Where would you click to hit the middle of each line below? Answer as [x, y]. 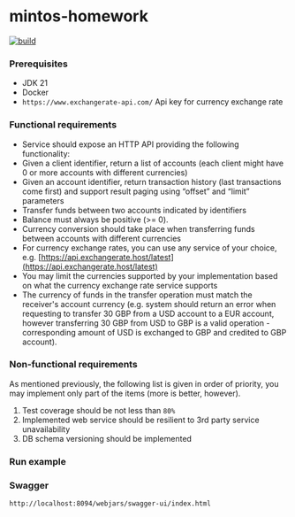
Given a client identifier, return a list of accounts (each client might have [153, 163]
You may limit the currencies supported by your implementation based [150, 275]
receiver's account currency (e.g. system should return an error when [149, 304]
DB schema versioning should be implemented [107, 438]
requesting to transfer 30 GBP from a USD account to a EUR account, [148, 313]
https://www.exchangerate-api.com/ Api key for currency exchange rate [152, 102]
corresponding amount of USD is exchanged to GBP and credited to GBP [154, 332]
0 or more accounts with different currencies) [105, 172]
